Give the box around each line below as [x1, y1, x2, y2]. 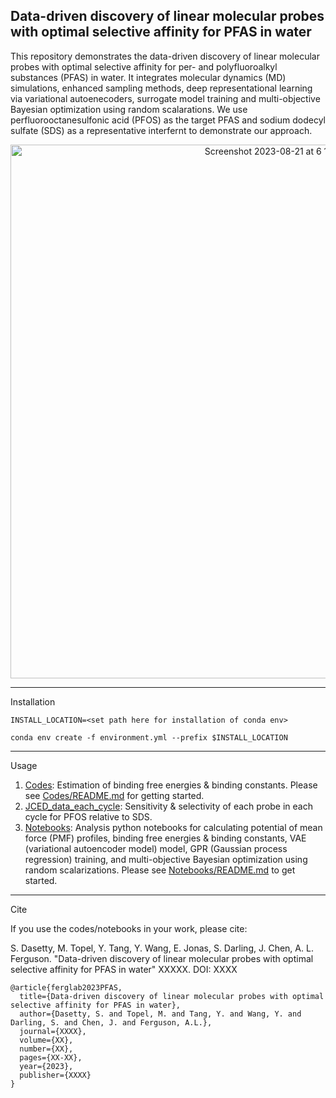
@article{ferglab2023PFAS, [10, 982, 123, 993]
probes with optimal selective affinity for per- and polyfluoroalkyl [10, 60, 278, 73]
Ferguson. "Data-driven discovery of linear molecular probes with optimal [10, 952, 314, 964]
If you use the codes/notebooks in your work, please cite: [10, 922, 248, 934]
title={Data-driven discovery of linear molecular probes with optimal [19, 991, 325, 1001]
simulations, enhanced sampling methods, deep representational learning [10, 82, 313, 94]
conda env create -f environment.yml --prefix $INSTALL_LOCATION [10, 732, 288, 743]
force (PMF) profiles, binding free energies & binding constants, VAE [24, 832, 307, 844]
